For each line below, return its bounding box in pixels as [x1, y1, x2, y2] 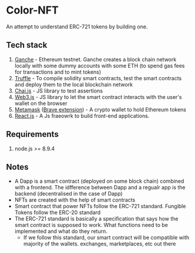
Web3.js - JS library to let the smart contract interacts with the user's [14, 93, 182, 100]
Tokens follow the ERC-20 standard [14, 209, 101, 216]
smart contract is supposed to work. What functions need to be [14, 222, 169, 229]
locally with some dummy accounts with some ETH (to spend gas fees [14, 62, 185, 69]
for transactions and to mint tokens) [14, 68, 102, 75]
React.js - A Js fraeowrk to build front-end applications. [14, 112, 150, 119]
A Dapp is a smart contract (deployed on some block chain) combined [14, 178, 184, 185]
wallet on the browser [14, 100, 68, 107]
